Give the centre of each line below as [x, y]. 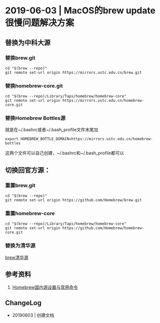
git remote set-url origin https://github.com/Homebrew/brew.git [73, 200]
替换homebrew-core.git [34, 86]
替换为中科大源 [28, 43]
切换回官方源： [28, 170]
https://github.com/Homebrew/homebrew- [103, 228]
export [12, 139]
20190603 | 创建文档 [33, 315]
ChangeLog [23, 303]
